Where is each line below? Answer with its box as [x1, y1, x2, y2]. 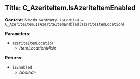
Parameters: [5, 30, 31, 36]
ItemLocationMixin [19, 45, 57, 51]
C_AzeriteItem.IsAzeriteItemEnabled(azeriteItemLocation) [5, 22, 125, 27]
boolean [19, 69, 36, 75]
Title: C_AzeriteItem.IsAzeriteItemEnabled [5, 4, 136, 12]
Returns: [5, 55, 23, 60]
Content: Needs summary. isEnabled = [5, 17, 84, 22]
